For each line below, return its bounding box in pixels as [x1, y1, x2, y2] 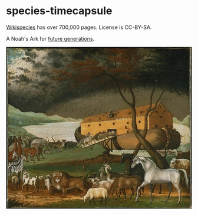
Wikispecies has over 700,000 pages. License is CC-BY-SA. [6, 24, 152, 31]
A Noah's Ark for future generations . [6, 35, 95, 42]
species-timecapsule [6, 4, 113, 18]
